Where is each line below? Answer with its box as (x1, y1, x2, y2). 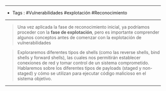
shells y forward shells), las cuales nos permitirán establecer (17, 55, 141, 60)
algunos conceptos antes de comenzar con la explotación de (17, 35, 142, 40)
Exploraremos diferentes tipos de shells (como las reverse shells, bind (17, 49, 160, 55)
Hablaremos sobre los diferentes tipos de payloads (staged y (17, 65, 142, 71)
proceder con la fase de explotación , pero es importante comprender (17, 29, 160, 35)
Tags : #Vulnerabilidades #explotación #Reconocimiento (12, 10, 127, 15)
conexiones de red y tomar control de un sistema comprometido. (17, 60, 149, 66)
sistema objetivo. (17, 76, 52, 82)
